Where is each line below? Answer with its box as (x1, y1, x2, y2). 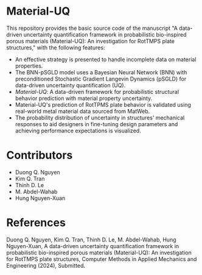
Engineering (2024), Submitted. (6, 262, 86, 269)
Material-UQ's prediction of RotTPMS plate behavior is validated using (15, 101, 192, 108)
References (6, 216, 66, 230)
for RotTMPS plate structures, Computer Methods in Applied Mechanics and (6, 255, 197, 263)
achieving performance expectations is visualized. (15, 127, 141, 134)
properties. (15, 62, 43, 70)
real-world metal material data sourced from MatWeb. (15, 107, 150, 115)
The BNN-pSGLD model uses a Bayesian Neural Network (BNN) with (15, 68, 187, 76)
